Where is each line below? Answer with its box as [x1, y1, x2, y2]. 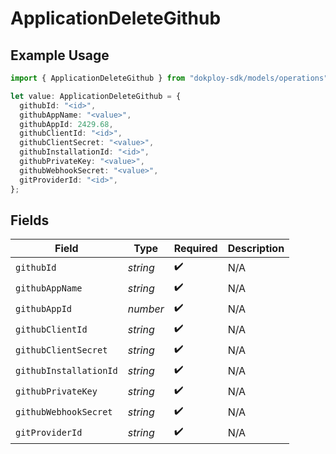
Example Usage [10, 47, 110, 64]
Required [173, 242, 218, 256]
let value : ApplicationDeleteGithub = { [10, 91, 182, 101]
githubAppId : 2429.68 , [19, 119, 114, 129]
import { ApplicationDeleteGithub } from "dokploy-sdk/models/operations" [10, 73, 329, 83]
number [127, 302, 165, 316]
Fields [10, 212, 50, 229]
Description [227, 242, 285, 256]
